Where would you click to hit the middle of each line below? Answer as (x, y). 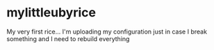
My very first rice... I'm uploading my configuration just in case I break (107, 32)
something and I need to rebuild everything (68, 38)
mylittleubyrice (51, 13)
